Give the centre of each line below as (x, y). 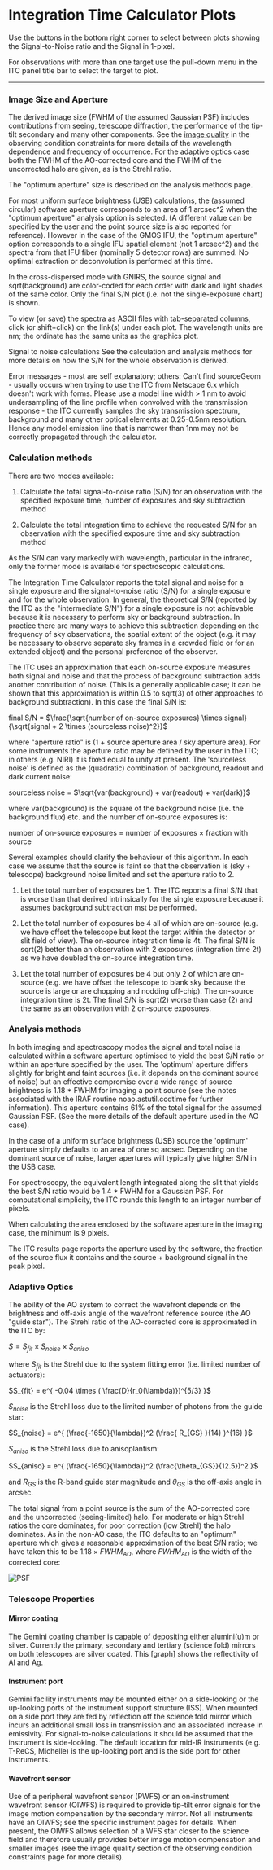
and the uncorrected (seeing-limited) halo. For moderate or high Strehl (126, 1517)
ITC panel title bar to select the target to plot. (83, 70)
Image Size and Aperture (58, 99)
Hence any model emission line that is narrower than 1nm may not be (124, 428)
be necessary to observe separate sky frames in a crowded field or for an (132, 643)
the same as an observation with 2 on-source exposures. (116, 1008)
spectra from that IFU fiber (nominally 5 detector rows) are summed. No (129, 252)
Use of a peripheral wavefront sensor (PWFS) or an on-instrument (119, 1797)
